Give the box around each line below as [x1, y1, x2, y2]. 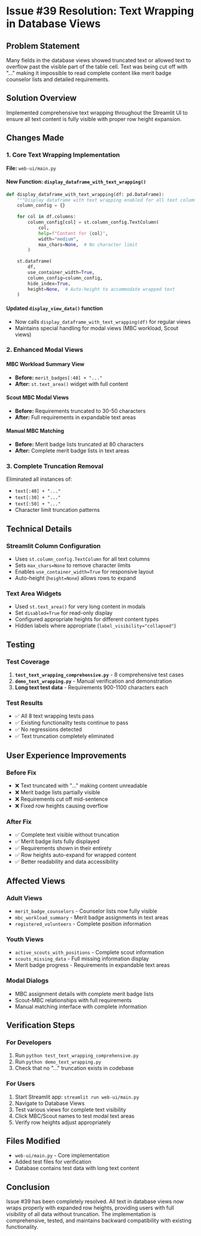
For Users [6, 1080, 35, 1088]
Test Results [6, 698, 43, 707]
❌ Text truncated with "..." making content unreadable [14, 782, 148, 789]
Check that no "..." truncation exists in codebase [14, 1065, 134, 1072]
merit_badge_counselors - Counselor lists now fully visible [14, 908, 157, 915]
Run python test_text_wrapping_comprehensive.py [14, 1052, 139, 1059]
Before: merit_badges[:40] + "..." [14, 373, 103, 381]
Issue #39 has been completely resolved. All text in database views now [6, 1198, 184, 1205]
